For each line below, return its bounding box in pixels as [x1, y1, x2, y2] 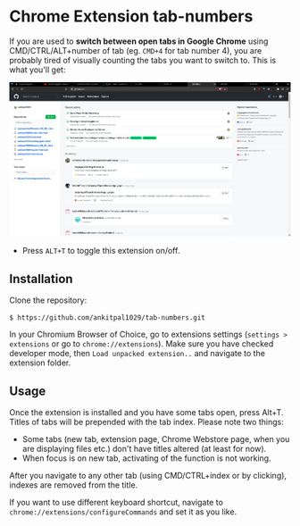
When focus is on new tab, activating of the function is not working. [21, 453, 271, 463]
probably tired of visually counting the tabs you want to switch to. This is [9, 54, 277, 65]
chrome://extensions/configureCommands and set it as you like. [9, 506, 237, 517]
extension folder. [9, 357, 71, 368]
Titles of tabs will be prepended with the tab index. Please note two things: [9, 416, 284, 427]
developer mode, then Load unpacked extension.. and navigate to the [9, 348, 266, 359]
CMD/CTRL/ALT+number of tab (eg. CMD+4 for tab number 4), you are [9, 45, 262, 55]
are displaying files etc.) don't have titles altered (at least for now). [21, 443, 267, 454]
